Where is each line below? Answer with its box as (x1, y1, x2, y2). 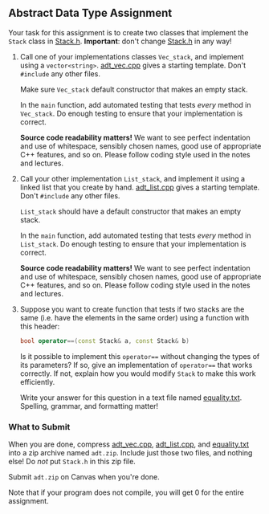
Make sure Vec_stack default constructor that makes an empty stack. (19, 84, 248, 94)
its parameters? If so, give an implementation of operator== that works (19, 360, 253, 369)
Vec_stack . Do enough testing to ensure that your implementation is (19, 108, 243, 118)
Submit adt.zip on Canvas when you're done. (8, 471, 160, 481)
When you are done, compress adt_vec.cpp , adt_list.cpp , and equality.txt (8, 439, 250, 449)
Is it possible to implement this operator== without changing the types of (19, 351, 260, 361)
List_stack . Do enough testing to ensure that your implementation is (19, 239, 247, 248)
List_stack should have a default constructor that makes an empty (19, 206, 242, 216)
